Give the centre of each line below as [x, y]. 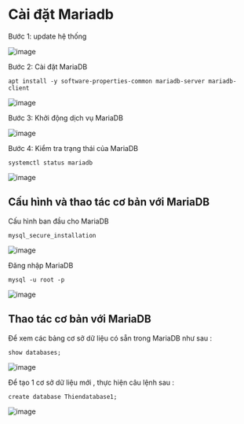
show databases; [35, 352]
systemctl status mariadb [50, 163]
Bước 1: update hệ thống [47, 36]
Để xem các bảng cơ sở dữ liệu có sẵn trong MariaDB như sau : [110, 338]
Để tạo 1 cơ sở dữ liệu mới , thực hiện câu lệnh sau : [91, 382]
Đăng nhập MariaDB [41, 265]
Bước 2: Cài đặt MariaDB [48, 66]
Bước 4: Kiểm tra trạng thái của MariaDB [73, 148]
